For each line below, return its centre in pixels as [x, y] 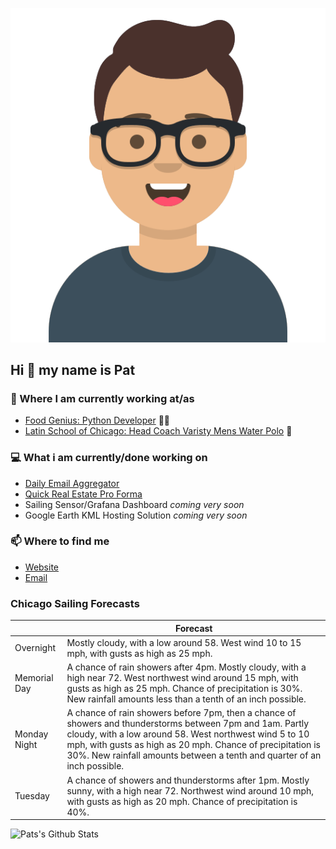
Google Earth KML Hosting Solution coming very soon [136, 515]
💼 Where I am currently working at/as [102, 398]
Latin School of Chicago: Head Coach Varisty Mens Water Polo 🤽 [158, 431]
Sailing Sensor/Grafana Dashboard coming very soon [134, 504]
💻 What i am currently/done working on [109, 458]
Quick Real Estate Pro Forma [83, 494]
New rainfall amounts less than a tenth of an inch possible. [186, 699]
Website [42, 567]
